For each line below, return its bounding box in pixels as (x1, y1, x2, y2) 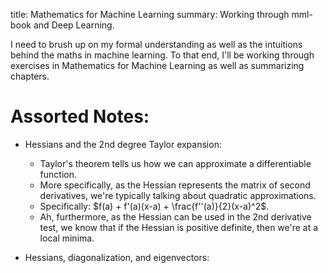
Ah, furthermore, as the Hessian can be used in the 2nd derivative (39, 210, 312, 223)
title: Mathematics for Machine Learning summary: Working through (10, 9, 290, 20)
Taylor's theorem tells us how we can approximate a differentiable (39, 157, 312, 169)
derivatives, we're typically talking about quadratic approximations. (39, 189, 317, 201)
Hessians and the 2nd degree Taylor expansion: (24, 138, 222, 150)
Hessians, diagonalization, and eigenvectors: (24, 251, 210, 263)
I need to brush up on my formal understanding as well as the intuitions (10, 39, 303, 50)
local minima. (39, 232, 95, 244)
